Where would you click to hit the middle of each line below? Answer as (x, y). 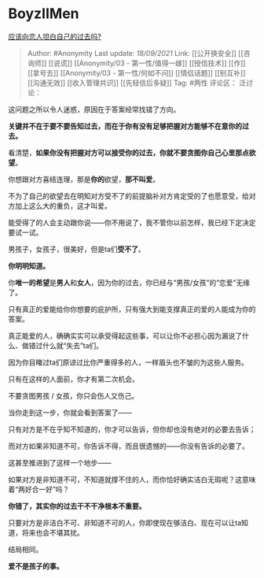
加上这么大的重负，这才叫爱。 (63, 206)
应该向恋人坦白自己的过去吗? (55, 36)
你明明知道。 (29, 265)
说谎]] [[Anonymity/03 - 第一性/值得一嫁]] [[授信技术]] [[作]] (150, 63)
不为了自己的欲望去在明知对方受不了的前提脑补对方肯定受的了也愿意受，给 (128, 196)
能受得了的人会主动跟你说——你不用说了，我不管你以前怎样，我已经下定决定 (132, 222)
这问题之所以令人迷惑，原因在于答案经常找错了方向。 (94, 109)
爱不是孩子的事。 (36, 566)
